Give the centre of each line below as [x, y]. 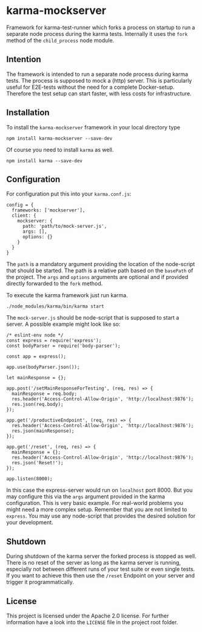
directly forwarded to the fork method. [55, 284]
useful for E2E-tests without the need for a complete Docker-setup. [90, 87]
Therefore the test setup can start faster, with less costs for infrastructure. [99, 93]
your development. [30, 523]
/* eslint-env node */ [35, 335]
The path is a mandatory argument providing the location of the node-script [101, 264]
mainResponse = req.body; [45, 394]
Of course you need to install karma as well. [60, 149]
